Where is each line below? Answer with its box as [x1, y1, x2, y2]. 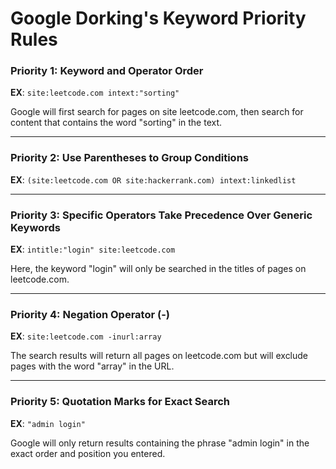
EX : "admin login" [10, 417, 86, 429]
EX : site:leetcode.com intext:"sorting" [10, 87, 180, 99]
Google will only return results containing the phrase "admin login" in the [10, 437, 310, 449]
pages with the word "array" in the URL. [10, 360, 175, 372]
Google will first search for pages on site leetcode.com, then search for [10, 106, 304, 118]
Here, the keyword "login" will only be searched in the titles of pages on [10, 263, 307, 275]
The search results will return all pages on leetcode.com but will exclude [10, 350, 309, 362]
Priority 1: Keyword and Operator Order [10, 64, 204, 78]
